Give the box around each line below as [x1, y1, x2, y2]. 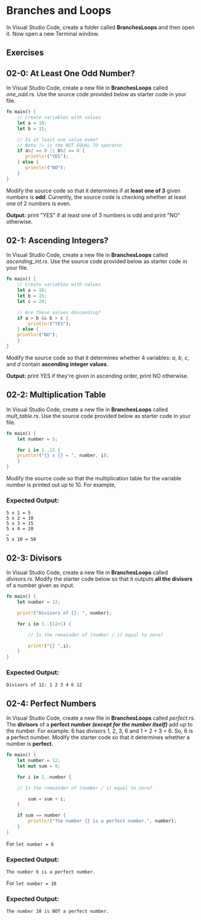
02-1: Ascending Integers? [6, 235, 109, 246]
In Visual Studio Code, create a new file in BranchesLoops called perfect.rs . [6, 714, 196, 722]
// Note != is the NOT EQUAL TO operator [17, 142, 123, 148]
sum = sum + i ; [28, 796, 66, 802]
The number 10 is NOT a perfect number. [6, 909, 110, 915]
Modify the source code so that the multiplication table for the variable [6, 475, 182, 482]
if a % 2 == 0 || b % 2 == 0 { [17, 148, 85, 154]
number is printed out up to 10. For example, [6, 481, 116, 489]
